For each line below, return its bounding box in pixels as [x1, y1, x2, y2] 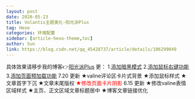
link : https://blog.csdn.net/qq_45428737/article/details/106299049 [6, 47, 177, 52]
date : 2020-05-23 [6, 14, 49, 20]
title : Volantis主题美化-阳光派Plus [6, 19, 90, 25]
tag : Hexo [6, 24, 30, 31]
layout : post [6, 8, 38, 15]
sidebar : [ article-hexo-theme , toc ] [6, 36, 93, 41]
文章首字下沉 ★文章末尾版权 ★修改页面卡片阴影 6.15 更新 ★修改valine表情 [6, 79, 186, 86]
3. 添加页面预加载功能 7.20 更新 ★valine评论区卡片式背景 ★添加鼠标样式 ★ [6, 72, 187, 79]
